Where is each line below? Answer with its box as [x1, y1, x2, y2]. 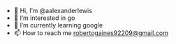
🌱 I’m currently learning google [13, 21, 103, 29]
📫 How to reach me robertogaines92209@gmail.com [13, 29, 169, 37]
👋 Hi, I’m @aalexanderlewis [13, 7, 93, 14]
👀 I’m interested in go [13, 14, 75, 22]
